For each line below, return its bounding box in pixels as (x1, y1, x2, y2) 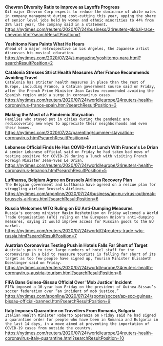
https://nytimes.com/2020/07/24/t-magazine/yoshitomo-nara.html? (5, 55, 141, 61)
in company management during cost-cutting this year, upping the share (5, 14, 156, 19)
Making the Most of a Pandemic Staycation (5, 112, 94, 117)
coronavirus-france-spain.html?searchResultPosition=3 (5, 102, 117, 108)
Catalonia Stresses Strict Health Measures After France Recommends (5, 69, 150, 75)
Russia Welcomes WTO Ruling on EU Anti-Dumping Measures (5, 205, 133, 211)
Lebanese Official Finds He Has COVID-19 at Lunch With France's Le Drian (5, 144, 159, 150)
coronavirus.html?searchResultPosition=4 (5, 135, 89, 141)
